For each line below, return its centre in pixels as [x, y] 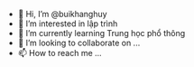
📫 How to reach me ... [60, 53]
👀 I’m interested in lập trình [68, 24]
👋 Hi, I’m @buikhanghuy [62, 14]
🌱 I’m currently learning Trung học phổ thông [102, 33]
